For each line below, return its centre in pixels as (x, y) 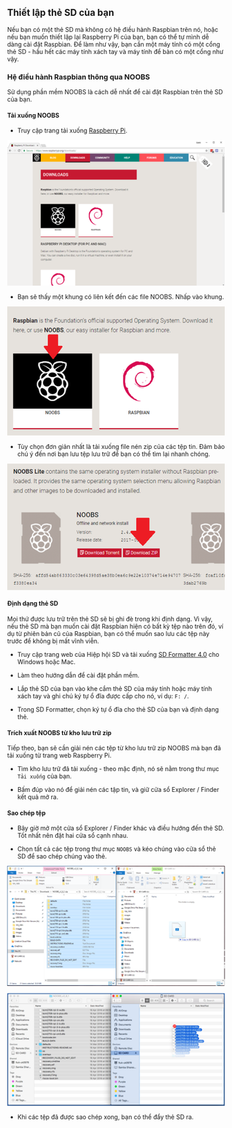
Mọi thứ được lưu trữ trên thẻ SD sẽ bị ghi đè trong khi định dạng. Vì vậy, (110, 619)
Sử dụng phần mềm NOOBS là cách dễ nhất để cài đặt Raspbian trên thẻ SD (115, 92)
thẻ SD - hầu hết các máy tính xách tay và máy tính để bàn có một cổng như (115, 51)
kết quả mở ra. (38, 797)
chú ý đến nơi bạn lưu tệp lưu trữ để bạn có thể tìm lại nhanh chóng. (114, 454)
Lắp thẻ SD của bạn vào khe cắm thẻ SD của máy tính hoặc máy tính (115, 688)
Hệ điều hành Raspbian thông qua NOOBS (79, 77)
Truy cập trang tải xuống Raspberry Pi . (72, 131)
